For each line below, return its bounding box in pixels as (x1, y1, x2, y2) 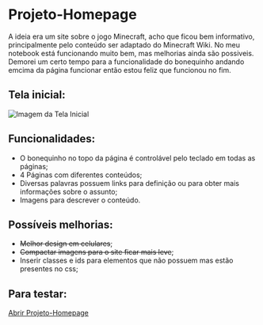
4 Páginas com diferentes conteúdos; (19, 170, 143, 180)
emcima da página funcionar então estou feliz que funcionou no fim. (8, 65, 231, 74)
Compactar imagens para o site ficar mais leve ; (19, 248, 174, 257)
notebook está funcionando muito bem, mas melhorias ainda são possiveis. (8, 48, 254, 58)
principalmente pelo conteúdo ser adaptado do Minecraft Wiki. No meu (8, 40, 240, 49)
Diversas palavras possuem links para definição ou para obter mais (19, 178, 240, 187)
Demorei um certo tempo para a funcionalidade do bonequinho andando (8, 57, 245, 66)
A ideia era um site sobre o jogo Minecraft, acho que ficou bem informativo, (8, 32, 255, 41)
